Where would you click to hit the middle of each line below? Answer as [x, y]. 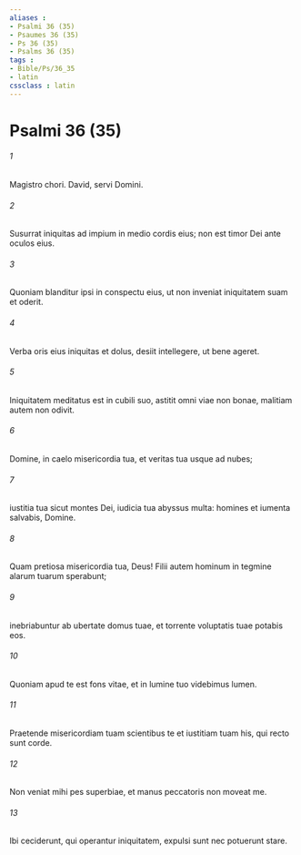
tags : [22, 60]
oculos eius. [32, 243]
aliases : [28, 18]
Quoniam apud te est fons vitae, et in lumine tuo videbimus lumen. [133, 684]
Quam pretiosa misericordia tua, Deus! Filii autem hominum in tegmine [140, 566]
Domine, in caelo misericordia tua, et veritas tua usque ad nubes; [131, 459]
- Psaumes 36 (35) [44, 35]
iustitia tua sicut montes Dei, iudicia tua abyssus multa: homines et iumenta [150, 508]
